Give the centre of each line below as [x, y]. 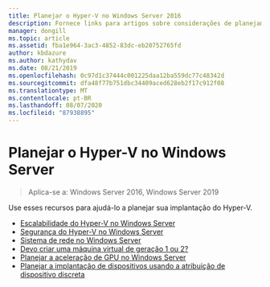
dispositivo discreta [52, 274]
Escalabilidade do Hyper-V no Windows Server [97, 223]
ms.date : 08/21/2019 [43, 68]
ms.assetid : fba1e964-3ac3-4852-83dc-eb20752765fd [95, 46]
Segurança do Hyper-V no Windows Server [92, 232]
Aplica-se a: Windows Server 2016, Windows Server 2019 [123, 192]
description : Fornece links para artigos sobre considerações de [120, 23]
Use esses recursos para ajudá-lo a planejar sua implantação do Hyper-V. [131, 207]
